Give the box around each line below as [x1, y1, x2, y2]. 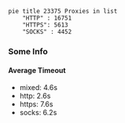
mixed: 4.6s [19, 83, 57, 92]
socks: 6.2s [19, 108, 57, 118]
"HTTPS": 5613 [22, 21, 68, 29]
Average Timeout [8, 65, 66, 74]
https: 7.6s [19, 99, 53, 109]
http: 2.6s [19, 91, 51, 101]
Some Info [8, 45, 49, 56]
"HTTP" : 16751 [22, 14, 72, 22]
